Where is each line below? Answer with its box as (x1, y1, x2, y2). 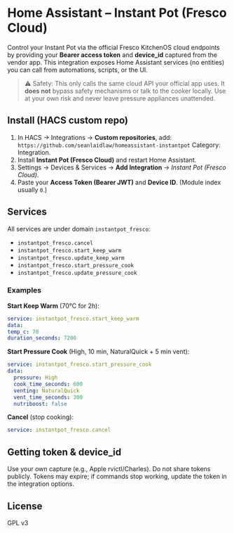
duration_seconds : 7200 (7, 335, 77, 342)
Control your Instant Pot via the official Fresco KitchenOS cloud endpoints (7, 43, 221, 51)
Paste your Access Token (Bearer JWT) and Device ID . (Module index (17, 178, 221, 186)
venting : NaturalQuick (13, 387, 80, 394)
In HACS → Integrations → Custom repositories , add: (17, 133, 172, 141)
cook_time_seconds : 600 (13, 380, 83, 387)
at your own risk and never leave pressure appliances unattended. (24, 94, 216, 103)
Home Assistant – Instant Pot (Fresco (7, 5, 227, 21)
